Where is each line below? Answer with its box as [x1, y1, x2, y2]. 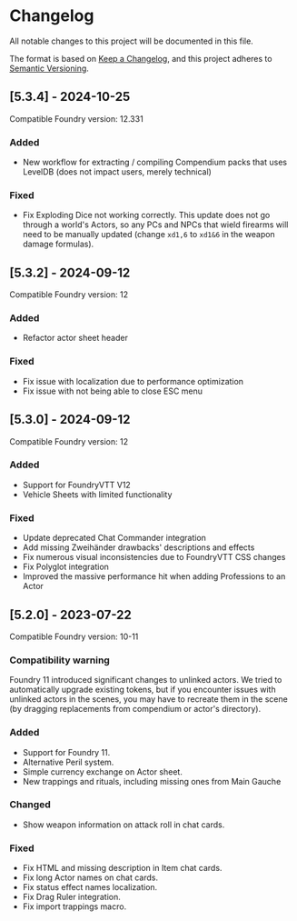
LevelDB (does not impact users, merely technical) [22, 166, 212, 177]
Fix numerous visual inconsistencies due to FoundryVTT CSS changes [22, 552, 286, 563]
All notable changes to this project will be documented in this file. [9, 35, 254, 46]
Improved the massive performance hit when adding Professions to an [22, 571, 286, 582]
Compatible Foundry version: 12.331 [9, 113, 144, 124]
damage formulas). [22, 238, 94, 250]
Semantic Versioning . [9, 63, 89, 74]
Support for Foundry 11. [22, 746, 111, 757]
